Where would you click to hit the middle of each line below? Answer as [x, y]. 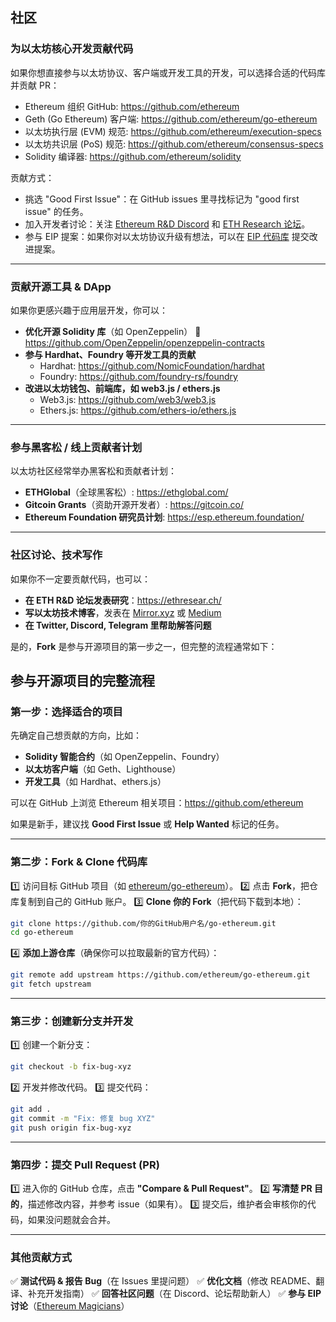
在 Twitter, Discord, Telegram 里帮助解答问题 [118, 625]
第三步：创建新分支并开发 [72, 1021]
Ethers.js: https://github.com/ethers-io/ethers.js [138, 410]
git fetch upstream [51, 984]
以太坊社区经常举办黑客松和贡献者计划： [93, 471]
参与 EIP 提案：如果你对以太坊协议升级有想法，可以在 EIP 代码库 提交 [167, 236]
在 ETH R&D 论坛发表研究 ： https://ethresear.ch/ [123, 600]
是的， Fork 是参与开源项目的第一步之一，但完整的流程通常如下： [144, 646]
